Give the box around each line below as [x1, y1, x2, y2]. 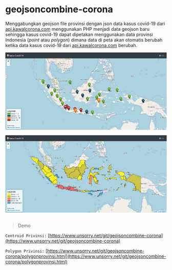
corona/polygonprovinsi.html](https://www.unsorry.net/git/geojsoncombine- [5, 253, 166, 259]
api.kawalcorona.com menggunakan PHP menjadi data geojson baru [5, 26, 150, 32]
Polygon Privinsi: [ [5, 248, 48, 254]
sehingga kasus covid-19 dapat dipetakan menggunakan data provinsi [5, 31, 154, 37]
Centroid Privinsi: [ [5, 233, 50, 239]
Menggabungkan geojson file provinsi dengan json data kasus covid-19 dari [5, 20, 165, 27]
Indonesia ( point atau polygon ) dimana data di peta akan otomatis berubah [5, 37, 163, 43]
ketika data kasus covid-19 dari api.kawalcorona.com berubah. [5, 42, 138, 48]
